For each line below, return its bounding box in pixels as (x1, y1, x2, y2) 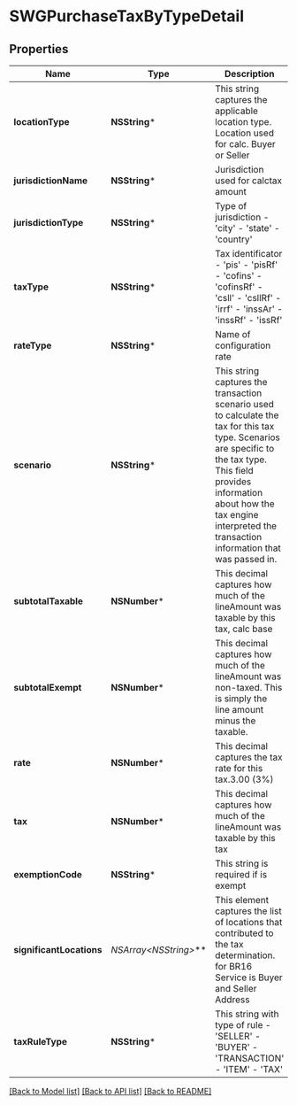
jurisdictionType (13, 217, 84, 228)
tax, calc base (215, 622, 273, 635)
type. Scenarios (215, 431, 281, 444)
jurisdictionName (13, 174, 88, 187)
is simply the (215, 692, 268, 705)
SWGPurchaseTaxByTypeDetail (9, 6, 245, 27)
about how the (215, 498, 276, 510)
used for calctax (215, 174, 283, 187)
